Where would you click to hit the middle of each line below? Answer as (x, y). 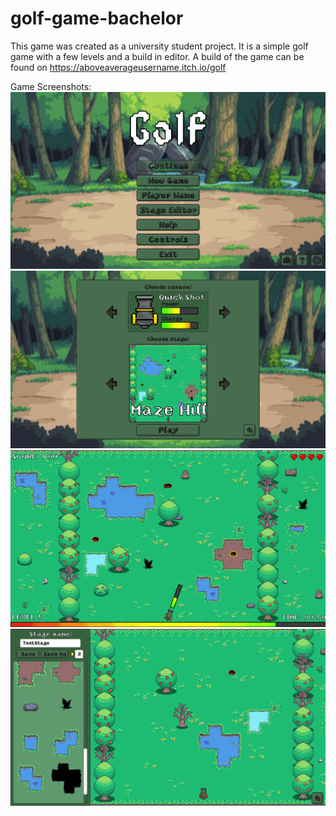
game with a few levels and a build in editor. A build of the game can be (157, 56)
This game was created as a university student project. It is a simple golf (159, 46)
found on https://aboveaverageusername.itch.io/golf (118, 67)
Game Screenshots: (51, 86)
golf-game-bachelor (97, 18)
